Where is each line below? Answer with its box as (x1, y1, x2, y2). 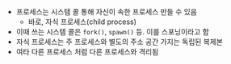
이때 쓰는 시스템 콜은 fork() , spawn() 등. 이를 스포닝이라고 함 (15, 27, 210, 36)
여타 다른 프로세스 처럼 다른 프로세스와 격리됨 (15, 47, 159, 56)
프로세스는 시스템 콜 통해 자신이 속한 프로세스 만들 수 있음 (15, 7, 198, 16)
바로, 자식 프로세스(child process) (27, 17, 137, 26)
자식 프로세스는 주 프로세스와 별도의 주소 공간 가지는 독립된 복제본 (15, 37, 224, 46)
